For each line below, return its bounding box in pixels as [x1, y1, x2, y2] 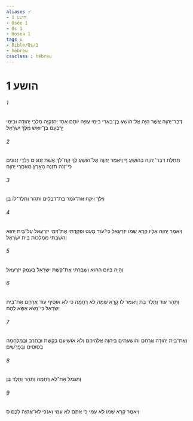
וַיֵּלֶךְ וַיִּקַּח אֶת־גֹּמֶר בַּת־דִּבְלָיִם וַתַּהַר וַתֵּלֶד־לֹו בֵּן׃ [6, 195, 105, 202]
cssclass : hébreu [6, 53, 52, 59]
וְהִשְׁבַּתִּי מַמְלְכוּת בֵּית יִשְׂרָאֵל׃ [6, 234, 67, 241]
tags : [6, 37, 23, 43]
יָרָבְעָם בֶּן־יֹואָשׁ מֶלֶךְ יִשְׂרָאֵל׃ [6, 124, 64, 132]
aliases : [6, 8, 31, 15]
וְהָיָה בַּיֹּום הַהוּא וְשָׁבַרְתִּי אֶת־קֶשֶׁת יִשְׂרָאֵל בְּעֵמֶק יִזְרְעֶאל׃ [6, 266, 124, 273]
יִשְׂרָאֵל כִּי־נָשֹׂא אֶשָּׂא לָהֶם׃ [6, 305, 60, 312]
